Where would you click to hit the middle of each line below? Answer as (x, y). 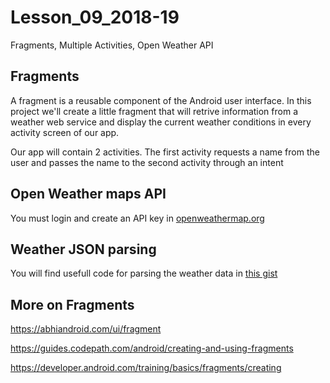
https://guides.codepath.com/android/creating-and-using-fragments (152, 348)
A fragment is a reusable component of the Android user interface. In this (161, 100)
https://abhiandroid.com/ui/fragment (86, 329)
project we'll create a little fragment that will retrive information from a (154, 111)
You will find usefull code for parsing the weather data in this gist (144, 273)
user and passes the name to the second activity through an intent (147, 162)
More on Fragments (72, 304)
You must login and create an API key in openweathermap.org (137, 218)
